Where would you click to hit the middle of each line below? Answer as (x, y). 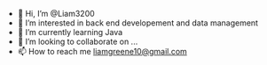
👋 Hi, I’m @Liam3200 (56, 14)
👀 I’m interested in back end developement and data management (138, 23)
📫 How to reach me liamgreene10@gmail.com (102, 51)
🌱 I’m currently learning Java (70, 32)
